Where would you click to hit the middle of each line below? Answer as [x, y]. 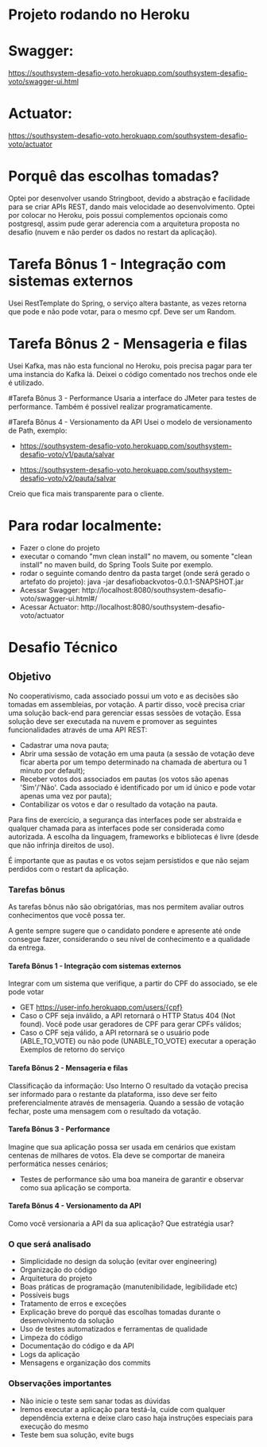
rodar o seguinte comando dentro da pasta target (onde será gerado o [135, 573]
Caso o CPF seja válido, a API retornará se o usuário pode [114, 1033]
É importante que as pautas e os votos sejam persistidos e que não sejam [129, 860]
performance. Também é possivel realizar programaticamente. [110, 406]
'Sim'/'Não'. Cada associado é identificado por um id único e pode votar [137, 787]
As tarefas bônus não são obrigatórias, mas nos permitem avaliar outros [126, 907]
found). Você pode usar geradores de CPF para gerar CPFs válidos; [130, 1025]
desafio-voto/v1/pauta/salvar [67, 454]
